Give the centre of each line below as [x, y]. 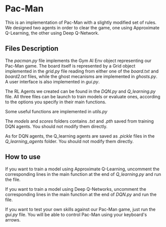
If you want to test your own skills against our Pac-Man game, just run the [81, 209]
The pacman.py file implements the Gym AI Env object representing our [78, 61]
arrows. [13, 220]
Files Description [32, 48]
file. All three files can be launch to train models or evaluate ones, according [83, 96]
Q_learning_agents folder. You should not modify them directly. [69, 141]
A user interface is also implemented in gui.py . [53, 81]
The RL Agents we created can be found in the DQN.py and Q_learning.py [81, 91]
